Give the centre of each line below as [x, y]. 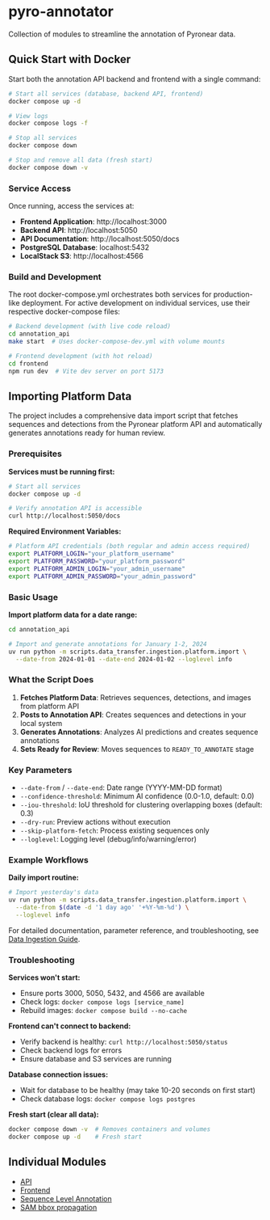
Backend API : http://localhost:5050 [79, 230]
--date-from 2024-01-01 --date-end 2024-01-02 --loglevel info [124, 659]
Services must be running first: [62, 471]
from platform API [49, 706]
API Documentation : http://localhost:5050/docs [100, 239]
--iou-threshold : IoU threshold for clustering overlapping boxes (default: [141, 804]
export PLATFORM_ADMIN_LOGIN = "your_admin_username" [97, 568]
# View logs [28, 116]
